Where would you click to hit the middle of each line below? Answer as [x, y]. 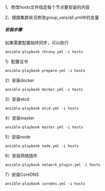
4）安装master [20, 118]
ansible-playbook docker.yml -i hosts [44, 89]
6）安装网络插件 [21, 156]
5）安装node [18, 137]
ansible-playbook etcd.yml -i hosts [42, 108]
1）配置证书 [16, 61]
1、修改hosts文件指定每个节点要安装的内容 [47, 7]
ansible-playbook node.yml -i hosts [42, 146]
